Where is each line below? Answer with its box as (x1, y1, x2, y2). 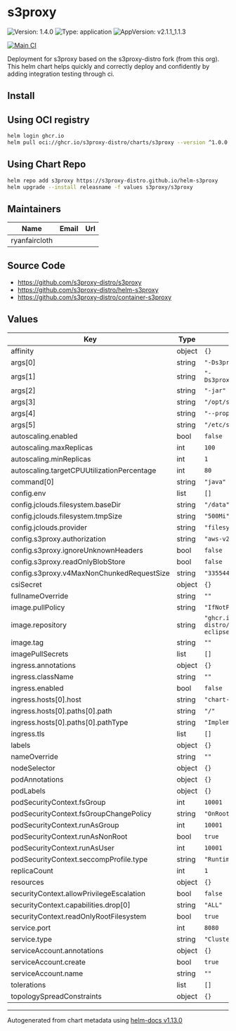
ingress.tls (11, 728, 45, 738)
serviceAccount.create (11, 957, 86, 966)
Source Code (7, 259, 65, 271)
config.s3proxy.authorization (11, 534, 107, 544)
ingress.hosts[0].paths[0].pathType (11, 717, 129, 727)
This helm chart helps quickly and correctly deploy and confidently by (7, 62, 210, 70)
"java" (204, 478, 226, 485)
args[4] (11, 408, 36, 418)
